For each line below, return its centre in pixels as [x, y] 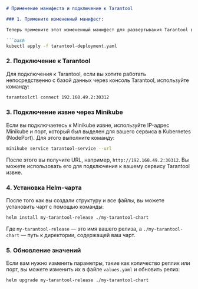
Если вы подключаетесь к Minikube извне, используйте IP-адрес [88, 125]
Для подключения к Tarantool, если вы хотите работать [76, 74]
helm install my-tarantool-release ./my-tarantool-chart [77, 218]
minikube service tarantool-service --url [59, 148]
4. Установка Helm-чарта [44, 188]
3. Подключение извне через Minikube [65, 112]
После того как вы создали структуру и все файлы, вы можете [85, 201]
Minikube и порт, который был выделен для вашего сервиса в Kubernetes [99, 131]
